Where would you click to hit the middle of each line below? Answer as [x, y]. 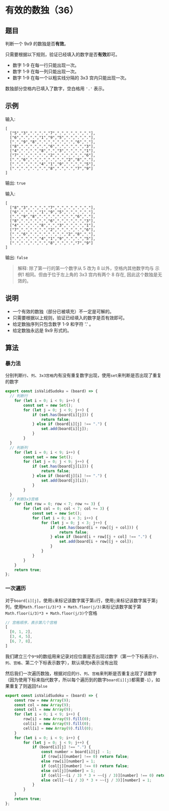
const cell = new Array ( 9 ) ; [44, 710]
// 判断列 [19, 448]
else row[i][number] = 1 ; [68, 761]
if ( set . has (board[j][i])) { [63, 466]
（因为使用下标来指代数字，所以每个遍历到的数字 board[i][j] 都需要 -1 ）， [80, 680]
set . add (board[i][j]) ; [65, 429]
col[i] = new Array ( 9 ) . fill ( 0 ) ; [57, 724]
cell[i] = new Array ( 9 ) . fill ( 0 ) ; [58, 728]
